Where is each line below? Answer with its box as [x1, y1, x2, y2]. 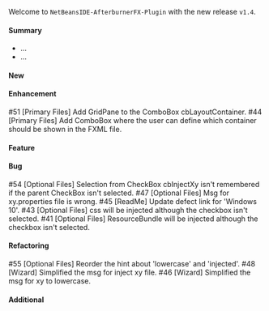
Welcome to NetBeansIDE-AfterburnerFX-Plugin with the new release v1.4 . [8, 7, 257, 16]
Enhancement [8, 89, 57, 99]
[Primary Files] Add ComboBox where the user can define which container [8, 116, 257, 125]
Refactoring [8, 241, 49, 250]
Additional [8, 295, 45, 305]
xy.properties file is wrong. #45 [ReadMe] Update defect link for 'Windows [8, 196, 258, 206]
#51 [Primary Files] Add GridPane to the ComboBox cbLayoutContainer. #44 [8, 107, 263, 117]
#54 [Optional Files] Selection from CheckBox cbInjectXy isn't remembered [8, 179, 260, 189]
